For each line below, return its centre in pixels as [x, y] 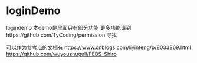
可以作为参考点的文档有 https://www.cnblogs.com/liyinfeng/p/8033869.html [98, 47]
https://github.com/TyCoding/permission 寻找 [62, 35]
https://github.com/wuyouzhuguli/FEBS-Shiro [61, 54]
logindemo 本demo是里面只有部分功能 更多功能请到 [69, 27]
